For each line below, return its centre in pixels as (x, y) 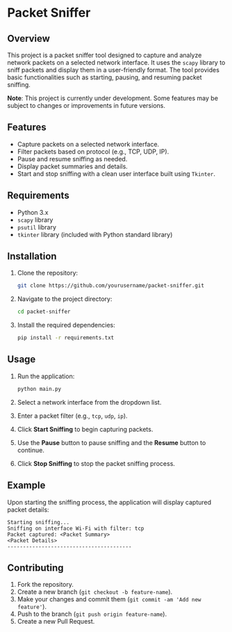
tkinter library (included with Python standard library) (95, 234)
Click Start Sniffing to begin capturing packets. (85, 429)
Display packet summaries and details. (73, 166)
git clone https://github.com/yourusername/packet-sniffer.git (111, 286)
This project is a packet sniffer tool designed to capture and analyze (105, 55)
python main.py (39, 389)
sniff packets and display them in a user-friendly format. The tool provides (114, 70)
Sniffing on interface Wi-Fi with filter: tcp (76, 528)
